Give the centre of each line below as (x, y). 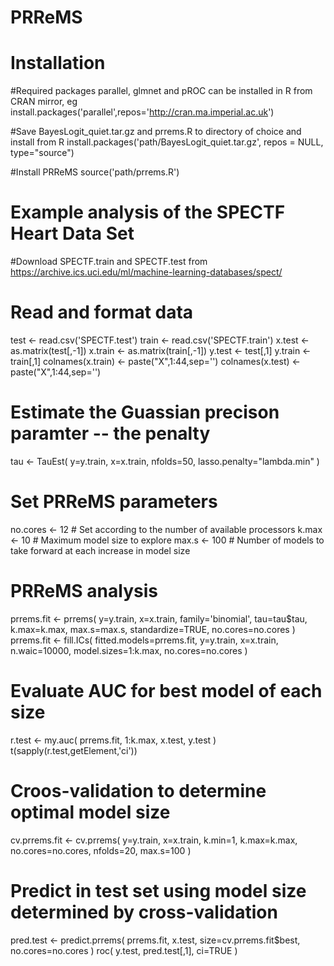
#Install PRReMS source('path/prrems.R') (95, 172)
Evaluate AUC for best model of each (166, 691)
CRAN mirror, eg (44, 102)
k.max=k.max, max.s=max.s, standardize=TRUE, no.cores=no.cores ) (153, 629)
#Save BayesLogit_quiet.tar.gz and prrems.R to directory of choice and (156, 132)
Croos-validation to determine (138, 790)
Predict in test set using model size (158, 890)
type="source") (42, 153)
